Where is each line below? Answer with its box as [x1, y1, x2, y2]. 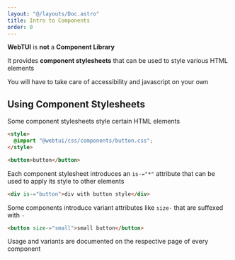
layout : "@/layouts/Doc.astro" [7, 10, 100, 18]
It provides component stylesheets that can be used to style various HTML [7, 57, 229, 65]
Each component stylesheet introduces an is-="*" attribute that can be [7, 169, 216, 177]
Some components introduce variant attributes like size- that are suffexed [7, 203, 224, 212]
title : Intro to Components [7, 17, 91, 24]
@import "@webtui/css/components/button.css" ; [13, 137, 154, 145]
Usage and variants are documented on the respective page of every [7, 237, 209, 246]
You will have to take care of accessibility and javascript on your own [7, 78, 209, 86]
